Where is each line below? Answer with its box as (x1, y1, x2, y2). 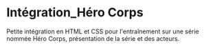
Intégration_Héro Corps (6, 5, 144, 20)
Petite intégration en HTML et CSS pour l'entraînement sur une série (6, 27, 200, 35)
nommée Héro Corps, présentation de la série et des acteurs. (6, 34, 180, 42)
